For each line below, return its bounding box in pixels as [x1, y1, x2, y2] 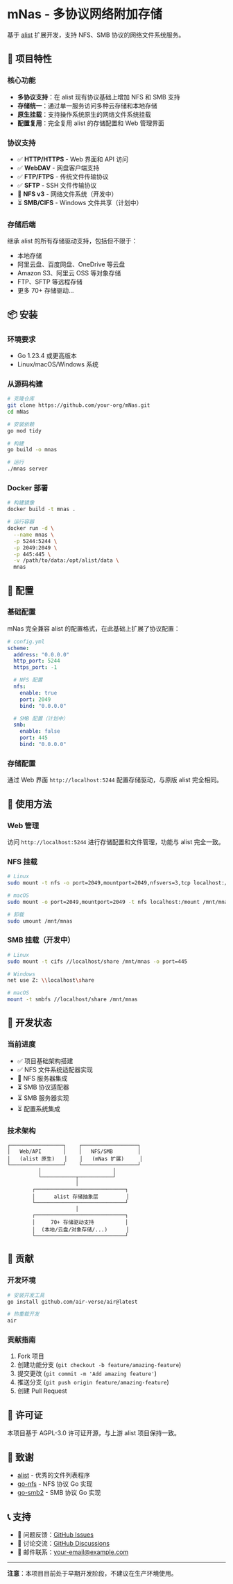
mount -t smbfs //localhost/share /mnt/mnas [7, 996, 138, 1003]
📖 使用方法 [7, 798, 52, 810]
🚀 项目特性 [7, 53, 52, 65]
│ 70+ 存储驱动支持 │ [32, 1219, 128, 1226]
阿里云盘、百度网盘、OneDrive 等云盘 [17, 260, 126, 268]
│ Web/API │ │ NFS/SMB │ [7, 1148, 141, 1155]
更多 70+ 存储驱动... [17, 286, 74, 295]
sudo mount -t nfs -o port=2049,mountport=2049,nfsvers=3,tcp [7, 880, 191, 887]
